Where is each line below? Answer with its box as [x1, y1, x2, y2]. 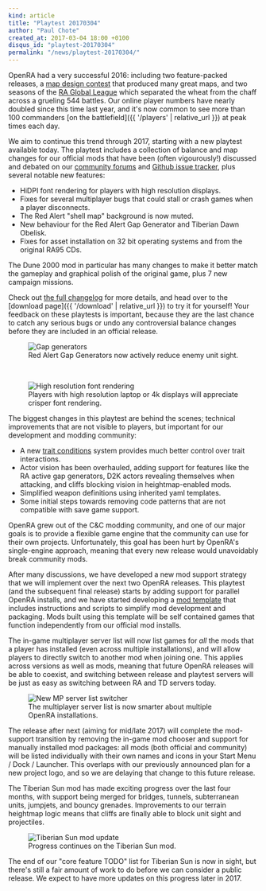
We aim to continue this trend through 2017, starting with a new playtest [8, 137, 242, 146]
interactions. [19, 454, 61, 464]
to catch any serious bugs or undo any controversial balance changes [8, 318, 237, 327]
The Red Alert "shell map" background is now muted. [19, 212, 195, 220]
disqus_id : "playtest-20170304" [8, 41, 115, 49]
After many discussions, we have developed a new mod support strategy [8, 570, 248, 579]
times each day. [8, 121, 60, 130]
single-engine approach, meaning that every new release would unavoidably [8, 546, 259, 555]
